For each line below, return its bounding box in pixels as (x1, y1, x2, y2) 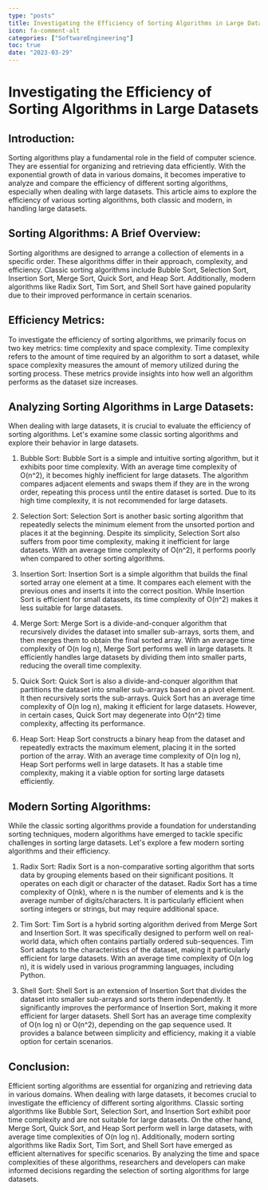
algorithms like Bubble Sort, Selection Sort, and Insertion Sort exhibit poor (8, 1106, 251, 1117)
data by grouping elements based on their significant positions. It (19, 870, 234, 880)
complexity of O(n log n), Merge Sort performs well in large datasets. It (19, 644, 253, 654)
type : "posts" (8, 11, 56, 20)
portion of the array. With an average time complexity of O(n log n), (19, 751, 241, 761)
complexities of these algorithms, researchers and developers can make (8, 1157, 246, 1167)
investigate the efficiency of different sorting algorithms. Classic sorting (8, 1098, 244, 1108)
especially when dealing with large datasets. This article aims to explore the (8, 187, 257, 196)
